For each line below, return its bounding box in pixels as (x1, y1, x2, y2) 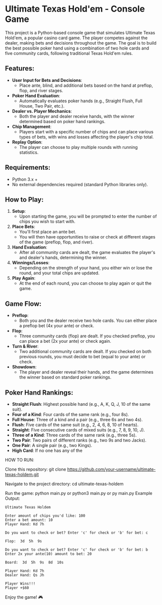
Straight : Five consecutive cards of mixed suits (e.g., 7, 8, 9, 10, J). (12, 427, 145, 432)
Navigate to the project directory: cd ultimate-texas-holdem (5, 481, 124, 487)
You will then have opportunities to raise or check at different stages (19, 234, 156, 240)
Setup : (12, 208, 26, 214)
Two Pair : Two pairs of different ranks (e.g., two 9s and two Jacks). (12, 437, 147, 443)
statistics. (19, 149, 39, 155)
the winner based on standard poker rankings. (19, 374, 112, 380)
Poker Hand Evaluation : (12, 93, 60, 98)
